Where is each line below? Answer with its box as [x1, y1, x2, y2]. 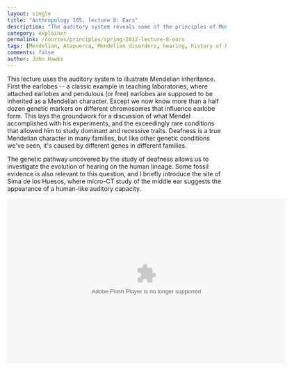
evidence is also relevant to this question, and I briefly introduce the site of [7, 169, 221, 178]
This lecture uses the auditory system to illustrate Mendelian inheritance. [7, 75, 216, 83]
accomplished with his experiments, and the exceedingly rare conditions [7, 119, 215, 128]
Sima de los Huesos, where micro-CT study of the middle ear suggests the [7, 177, 221, 185]
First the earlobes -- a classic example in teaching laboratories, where [7, 82, 209, 91]
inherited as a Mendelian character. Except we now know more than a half [7, 97, 219, 105]
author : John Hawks [7, 56, 64, 63]
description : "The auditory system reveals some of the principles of [7, 23, 216, 30]
